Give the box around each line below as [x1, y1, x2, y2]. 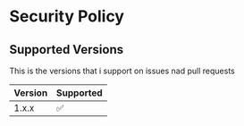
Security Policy [9, 6, 125, 27]
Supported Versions [9, 42, 123, 57]
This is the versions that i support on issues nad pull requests [9, 65, 235, 76]
